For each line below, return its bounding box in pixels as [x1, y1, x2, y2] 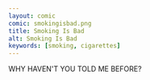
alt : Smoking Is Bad [8, 34, 78, 43]
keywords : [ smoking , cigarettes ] [8, 42, 121, 50]
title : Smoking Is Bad [8, 27, 85, 35]
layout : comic [8, 11, 56, 20]
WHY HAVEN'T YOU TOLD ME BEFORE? [8, 64, 143, 74]
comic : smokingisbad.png [8, 19, 92, 27]
